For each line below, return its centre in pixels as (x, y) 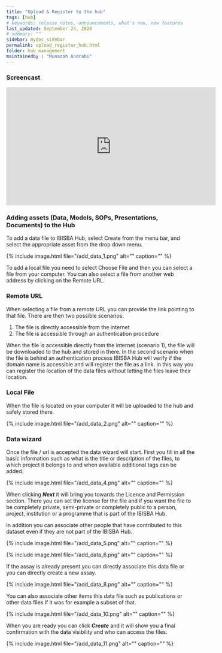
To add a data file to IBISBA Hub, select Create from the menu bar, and (93, 238)
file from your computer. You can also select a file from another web (90, 274)
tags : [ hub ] (21, 17)
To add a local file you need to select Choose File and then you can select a (99, 268)
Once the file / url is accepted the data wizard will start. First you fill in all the (101, 452)
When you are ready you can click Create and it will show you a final (91, 626)
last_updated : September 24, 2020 (49, 28)
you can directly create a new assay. (51, 573)
